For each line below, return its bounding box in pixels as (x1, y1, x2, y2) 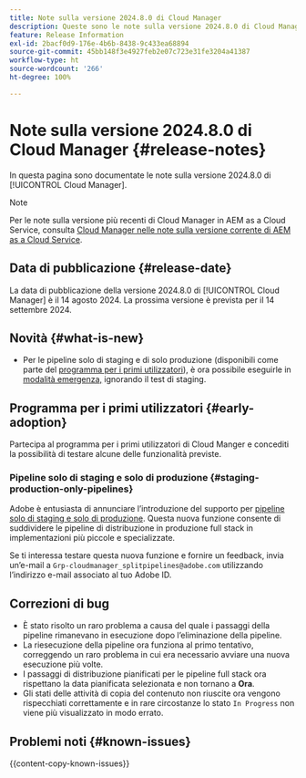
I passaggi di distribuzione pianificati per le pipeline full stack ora (22, 669, 267, 679)
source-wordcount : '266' (9, 65, 104, 74)
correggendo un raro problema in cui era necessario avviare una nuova (22, 649, 290, 660)
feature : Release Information (9, 30, 125, 39)
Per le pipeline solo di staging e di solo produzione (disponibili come (22, 355, 280, 366)
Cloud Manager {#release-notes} (9, 139, 267, 160)
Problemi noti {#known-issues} (9, 733, 191, 749)
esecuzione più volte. (22, 659, 104, 670)
